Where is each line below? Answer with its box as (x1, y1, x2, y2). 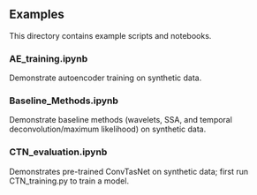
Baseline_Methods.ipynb (9, 94, 119, 107)
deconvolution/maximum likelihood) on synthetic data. (9, 124, 207, 135)
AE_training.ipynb (9, 52, 88, 64)
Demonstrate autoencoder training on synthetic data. (9, 72, 202, 83)
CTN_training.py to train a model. (9, 176, 130, 186)
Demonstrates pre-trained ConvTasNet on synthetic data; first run (9, 166, 249, 176)
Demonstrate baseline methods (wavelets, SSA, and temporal (9, 115, 232, 125)
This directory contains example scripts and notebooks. (9, 30, 212, 41)
